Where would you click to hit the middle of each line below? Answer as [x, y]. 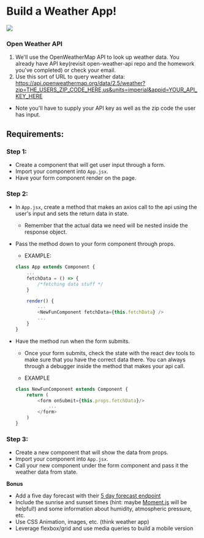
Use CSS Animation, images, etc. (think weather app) [82, 522]
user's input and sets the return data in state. [72, 213]
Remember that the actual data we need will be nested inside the [106, 226]
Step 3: [17, 439]
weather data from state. [46, 472]
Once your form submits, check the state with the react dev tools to [109, 353]
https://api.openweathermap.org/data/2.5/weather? [80, 83]
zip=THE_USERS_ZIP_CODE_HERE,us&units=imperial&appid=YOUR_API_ [106, 90]
